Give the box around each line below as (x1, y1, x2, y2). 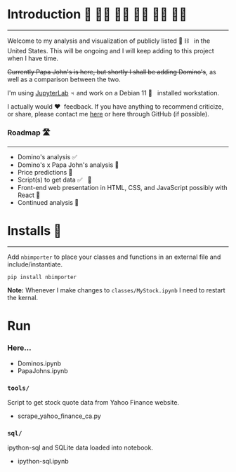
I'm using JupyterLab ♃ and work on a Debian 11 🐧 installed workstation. (7, 88, 220, 97)
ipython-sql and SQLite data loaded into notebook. (7, 443, 153, 452)
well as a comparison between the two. (7, 75, 121, 83)
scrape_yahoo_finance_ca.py (17, 412, 102, 420)
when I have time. (7, 54, 58, 62)
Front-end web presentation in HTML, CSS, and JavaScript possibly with (17, 184, 228, 192)
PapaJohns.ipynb (17, 366, 68, 375)
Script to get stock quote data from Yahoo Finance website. (7, 398, 180, 406)
